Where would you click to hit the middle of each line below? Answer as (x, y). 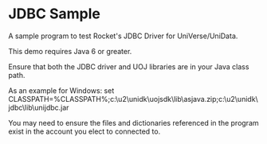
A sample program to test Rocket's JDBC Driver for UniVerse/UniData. (123, 36)
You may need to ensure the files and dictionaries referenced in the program (133, 123)
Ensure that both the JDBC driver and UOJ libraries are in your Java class (129, 66)
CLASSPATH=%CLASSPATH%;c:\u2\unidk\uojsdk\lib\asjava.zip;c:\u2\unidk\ (133, 99)
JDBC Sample (55, 14)
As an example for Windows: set (61, 90)
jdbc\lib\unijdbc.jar (39, 107)
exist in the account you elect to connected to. (84, 131)
